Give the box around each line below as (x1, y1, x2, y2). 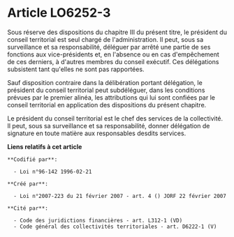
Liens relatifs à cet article (7, 142, 82, 151)
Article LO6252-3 (7, 5, 111, 21)
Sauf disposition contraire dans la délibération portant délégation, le (7, 78, 203, 86)
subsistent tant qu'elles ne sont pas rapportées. (7, 65, 145, 73)
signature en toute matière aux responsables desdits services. (7, 129, 187, 137)
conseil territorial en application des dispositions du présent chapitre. (7, 100, 207, 109)
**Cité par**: (7, 204, 49, 212)
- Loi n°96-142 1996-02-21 (13, 168, 92, 175)
